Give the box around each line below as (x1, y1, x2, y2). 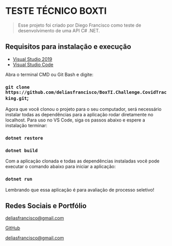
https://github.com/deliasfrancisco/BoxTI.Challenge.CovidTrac (5, 89, 167, 95)
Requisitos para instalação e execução (5, 43, 131, 51)
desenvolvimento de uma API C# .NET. (17, 27, 100, 33)
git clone (5, 84, 30, 90)
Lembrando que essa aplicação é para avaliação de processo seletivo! (5, 187, 155, 193)
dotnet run (5, 176, 32, 182)
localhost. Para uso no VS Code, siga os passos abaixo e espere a (5, 117, 145, 123)
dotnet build (5, 148, 38, 153)
